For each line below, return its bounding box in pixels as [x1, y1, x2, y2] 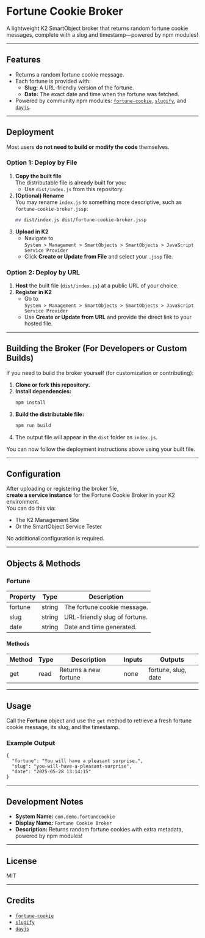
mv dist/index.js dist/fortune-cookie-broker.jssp [15, 216, 147, 223]
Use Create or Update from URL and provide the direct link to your [24, 314, 192, 321]
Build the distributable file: [15, 410, 84, 418]
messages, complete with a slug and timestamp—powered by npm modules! [6, 31, 198, 38]
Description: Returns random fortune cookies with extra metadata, [15, 826, 184, 833]
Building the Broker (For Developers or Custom [6, 343, 187, 354]
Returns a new [59, 666, 101, 675]
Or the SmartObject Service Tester [15, 523, 103, 531]
